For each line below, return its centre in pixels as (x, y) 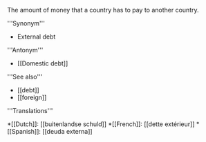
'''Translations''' (30, 111)
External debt (36, 37)
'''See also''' (25, 77)
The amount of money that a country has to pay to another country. (103, 10)
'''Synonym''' (26, 23)
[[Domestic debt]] (43, 63)
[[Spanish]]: (24, 131)
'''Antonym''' (25, 50)
